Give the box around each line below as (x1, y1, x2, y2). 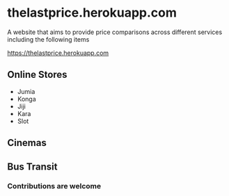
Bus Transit (7, 161, 58, 172)
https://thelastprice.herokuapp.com (7, 49, 109, 57)
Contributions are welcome (7, 181, 102, 191)
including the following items (7, 35, 90, 43)
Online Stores (7, 69, 68, 81)
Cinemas (7, 137, 47, 149)
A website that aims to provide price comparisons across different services (7, 28, 223, 36)
